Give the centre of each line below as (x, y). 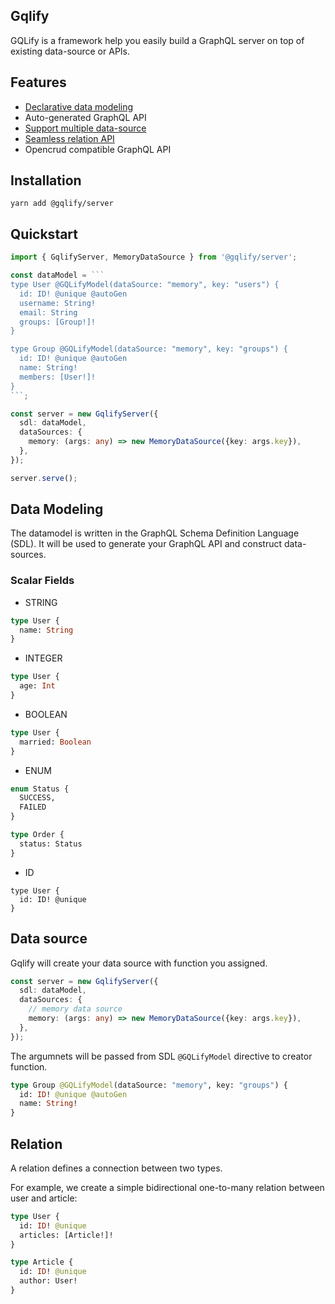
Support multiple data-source (85, 128)
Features (38, 82)
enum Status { (40, 789)
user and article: (44, 1198)
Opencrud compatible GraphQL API (98, 149)
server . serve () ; (44, 478)
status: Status (51, 844)
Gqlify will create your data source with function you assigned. (139, 963)
